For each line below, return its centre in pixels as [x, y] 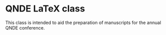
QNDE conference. [25, 27]
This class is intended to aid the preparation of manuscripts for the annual [83, 22]
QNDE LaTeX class [45, 9]
